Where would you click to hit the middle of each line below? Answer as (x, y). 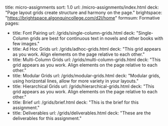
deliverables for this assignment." (47, 118)
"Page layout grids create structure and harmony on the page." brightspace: (84, 13)
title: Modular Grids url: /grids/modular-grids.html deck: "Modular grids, (86, 76)
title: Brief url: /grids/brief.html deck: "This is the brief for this (75, 102)
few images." (26, 44)
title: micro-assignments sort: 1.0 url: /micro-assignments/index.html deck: (82, 7)
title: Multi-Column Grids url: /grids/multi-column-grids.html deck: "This (87, 59)
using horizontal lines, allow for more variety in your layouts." (75, 81)
